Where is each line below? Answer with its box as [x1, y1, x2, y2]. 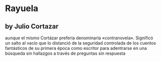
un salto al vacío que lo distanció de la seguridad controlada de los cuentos [5, 40, 157, 46]
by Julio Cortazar [5, 22, 59, 30]
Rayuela [5, 3, 38, 14]
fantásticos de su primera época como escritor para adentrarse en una [5, 46, 147, 51]
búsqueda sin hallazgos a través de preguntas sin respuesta [5, 50, 125, 56]
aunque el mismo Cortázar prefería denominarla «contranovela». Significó [5, 35, 153, 41]
